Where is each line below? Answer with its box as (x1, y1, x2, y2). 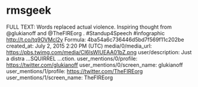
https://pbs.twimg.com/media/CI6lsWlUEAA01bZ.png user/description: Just (6, 48, 192, 55)
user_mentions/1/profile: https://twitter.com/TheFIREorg (6, 67, 143, 74)
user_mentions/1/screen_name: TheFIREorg (6, 74, 113, 81)
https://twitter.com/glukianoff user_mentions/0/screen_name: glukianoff (6, 61, 183, 69)
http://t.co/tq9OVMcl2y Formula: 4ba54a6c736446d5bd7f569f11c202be (6, 36, 184, 43)
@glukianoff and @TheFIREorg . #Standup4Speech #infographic (6, 29, 165, 36)
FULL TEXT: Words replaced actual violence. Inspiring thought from (6, 23, 172, 30)
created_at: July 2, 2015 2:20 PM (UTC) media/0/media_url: (6, 42, 152, 49)
